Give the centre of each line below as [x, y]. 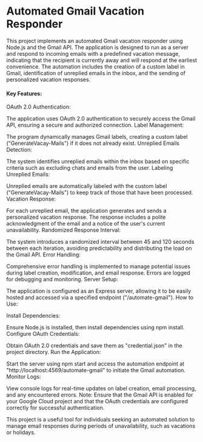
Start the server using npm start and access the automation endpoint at [95, 364]
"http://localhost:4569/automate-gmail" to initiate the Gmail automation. [96, 370]
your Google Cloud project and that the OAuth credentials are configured [97, 401]
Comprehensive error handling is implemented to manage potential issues [98, 266]
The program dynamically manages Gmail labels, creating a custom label [97, 137]
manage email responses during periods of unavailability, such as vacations [101, 426]
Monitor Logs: [24, 377]
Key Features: [24, 93]
